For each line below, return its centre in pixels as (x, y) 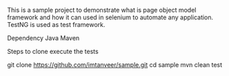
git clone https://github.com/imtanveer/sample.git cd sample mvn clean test (115, 65)
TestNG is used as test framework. (56, 25)
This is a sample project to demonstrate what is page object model (102, 10)
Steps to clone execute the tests (53, 51)
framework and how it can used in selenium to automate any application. (110, 17)
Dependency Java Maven (43, 38)
